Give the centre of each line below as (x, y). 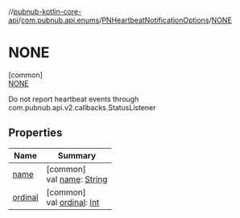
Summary (77, 155)
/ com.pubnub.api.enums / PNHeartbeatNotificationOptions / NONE (125, 20)
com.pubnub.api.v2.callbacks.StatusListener (82, 107)
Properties (35, 133)
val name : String (77, 179)
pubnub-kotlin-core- (48, 12)
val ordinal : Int (73, 202)
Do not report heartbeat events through (74, 99)
